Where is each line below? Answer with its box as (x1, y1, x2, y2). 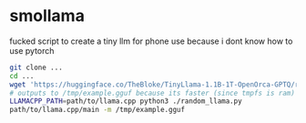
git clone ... (9, 63, 64, 72)
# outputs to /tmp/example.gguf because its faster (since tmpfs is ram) (9, 88, 296, 97)
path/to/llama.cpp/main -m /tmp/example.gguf (9, 106, 185, 115)
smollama (9, 5, 85, 26)
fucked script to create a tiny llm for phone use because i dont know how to (9, 36, 293, 46)
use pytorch (9, 45, 55, 56)
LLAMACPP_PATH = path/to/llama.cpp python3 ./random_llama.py (9, 97, 243, 106)
